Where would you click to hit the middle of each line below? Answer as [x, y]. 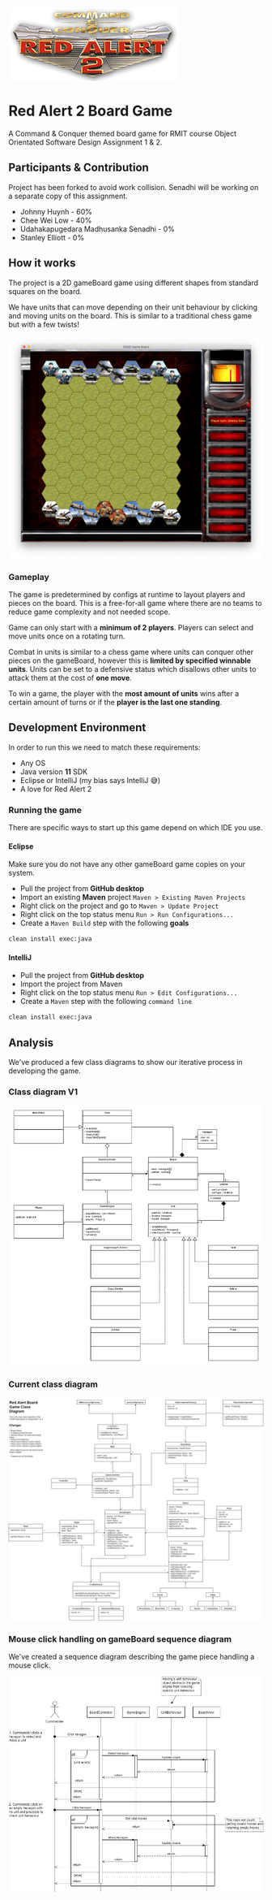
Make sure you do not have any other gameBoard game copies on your [127, 864]
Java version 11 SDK [53, 772]
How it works [42, 263]
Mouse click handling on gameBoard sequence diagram [120, 1638]
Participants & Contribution [79, 168]
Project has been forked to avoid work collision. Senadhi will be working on [134, 187]
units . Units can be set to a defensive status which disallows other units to [132, 669]
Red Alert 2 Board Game [91, 111]
